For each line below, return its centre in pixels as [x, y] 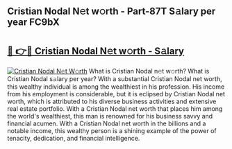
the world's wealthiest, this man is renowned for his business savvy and [110, 116]
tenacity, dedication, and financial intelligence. [74, 138]
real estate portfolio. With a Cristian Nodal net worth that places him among [115, 109]
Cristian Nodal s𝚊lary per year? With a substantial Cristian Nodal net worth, [115, 79]
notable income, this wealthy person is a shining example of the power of [112, 131]
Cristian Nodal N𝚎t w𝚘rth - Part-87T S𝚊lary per [111, 11]
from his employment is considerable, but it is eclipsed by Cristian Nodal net [116, 94]
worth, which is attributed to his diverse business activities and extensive [112, 101]
